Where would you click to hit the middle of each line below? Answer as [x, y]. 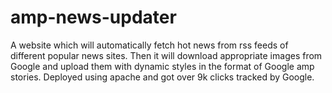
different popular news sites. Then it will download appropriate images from [166, 55]
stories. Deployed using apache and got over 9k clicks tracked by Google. [162, 77]
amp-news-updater [93, 17]
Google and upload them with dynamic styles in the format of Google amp [162, 66]
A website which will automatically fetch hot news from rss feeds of [149, 45]
